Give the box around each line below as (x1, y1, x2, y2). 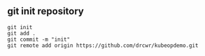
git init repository (7, 6, 84, 17)
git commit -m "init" (7, 36, 71, 43)
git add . (7, 30, 36, 37)
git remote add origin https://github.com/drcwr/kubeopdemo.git (7, 41, 199, 49)
